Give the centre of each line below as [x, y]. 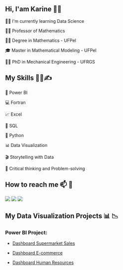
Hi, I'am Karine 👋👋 [33, 9]
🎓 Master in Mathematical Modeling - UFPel [51, 50]
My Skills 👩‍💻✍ [29, 78]
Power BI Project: [26, 232]
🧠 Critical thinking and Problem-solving [45, 168]
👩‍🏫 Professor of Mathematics [35, 31]
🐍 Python [14, 135]
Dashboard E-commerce [37, 253]
